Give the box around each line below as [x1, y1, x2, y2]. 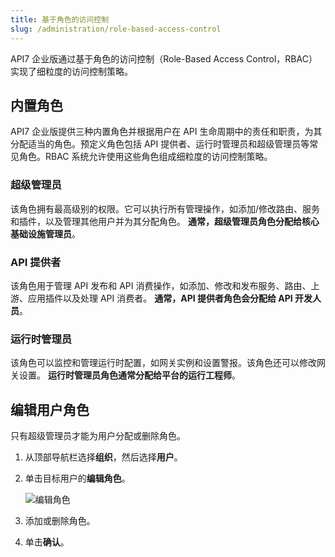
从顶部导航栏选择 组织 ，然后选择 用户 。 [24, 451, 183, 463]
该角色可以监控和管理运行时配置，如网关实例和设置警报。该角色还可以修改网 [10, 357, 326, 369]
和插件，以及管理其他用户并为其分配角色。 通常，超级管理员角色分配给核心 [10, 215, 320, 227]
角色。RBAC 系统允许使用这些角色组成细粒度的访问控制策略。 [18, 151, 273, 163]
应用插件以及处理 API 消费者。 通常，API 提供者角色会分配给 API [27, 292, 293, 304]
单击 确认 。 [24, 536, 70, 548]
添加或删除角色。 [24, 515, 96, 527]
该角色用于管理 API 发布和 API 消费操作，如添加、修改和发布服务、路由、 [10, 279, 312, 291]
